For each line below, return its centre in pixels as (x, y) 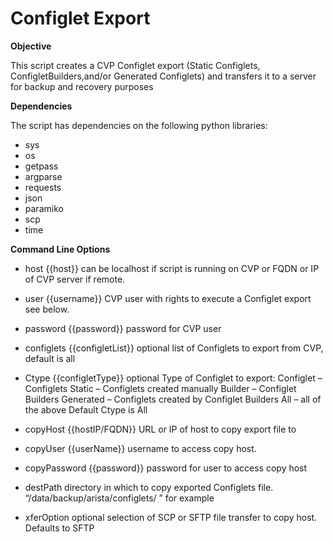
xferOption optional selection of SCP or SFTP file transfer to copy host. (171, 517)
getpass (41, 166)
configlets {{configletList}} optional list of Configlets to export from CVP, (174, 348)
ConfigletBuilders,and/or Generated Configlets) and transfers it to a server (163, 76)
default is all (50, 358)
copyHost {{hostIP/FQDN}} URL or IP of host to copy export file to (160, 429)
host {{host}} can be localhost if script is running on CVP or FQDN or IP (172, 268)
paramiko (44, 208)
